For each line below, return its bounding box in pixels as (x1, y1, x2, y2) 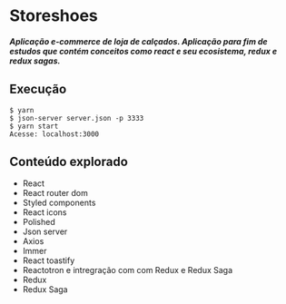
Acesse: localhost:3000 (9, 129, 100, 139)
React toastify (22, 255, 75, 266)
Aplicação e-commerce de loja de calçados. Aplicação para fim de (9, 35, 268, 46)
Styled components (22, 197, 96, 209)
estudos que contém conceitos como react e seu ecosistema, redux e (9, 45, 278, 56)
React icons (22, 207, 67, 218)
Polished (22, 217, 56, 228)
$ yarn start (9, 122, 59, 131)
